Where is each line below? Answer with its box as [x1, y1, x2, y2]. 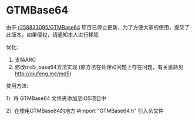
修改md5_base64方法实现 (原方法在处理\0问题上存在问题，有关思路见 [14, 63, 184, 71]
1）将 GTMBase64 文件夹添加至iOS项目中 [6, 95, 107, 102]
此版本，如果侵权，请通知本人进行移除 [6, 31, 99, 38]
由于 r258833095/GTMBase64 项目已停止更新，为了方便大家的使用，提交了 [6, 24, 190, 31]
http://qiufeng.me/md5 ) [14, 70, 72, 77]
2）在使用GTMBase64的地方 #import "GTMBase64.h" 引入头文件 [6, 107, 164, 114]
